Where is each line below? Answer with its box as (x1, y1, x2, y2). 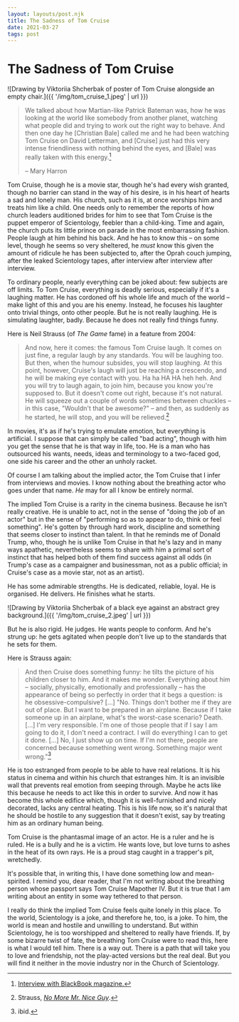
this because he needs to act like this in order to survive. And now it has (7, 789, 218, 797)
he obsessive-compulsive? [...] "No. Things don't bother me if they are (24, 697, 232, 707)
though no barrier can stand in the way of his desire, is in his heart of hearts (7, 188, 230, 196)
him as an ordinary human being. (7, 819, 104, 828)
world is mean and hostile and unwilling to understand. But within (7, 921, 198, 930)
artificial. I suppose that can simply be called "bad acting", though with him (7, 434, 227, 442)
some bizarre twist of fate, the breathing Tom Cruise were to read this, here (7, 936, 228, 945)
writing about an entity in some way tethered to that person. (7, 892, 183, 901)
